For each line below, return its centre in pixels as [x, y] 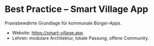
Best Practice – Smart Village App [76, 9]
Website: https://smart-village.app [47, 32]
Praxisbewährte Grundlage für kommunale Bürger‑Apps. [63, 23]
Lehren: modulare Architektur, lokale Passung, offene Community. [81, 38]
